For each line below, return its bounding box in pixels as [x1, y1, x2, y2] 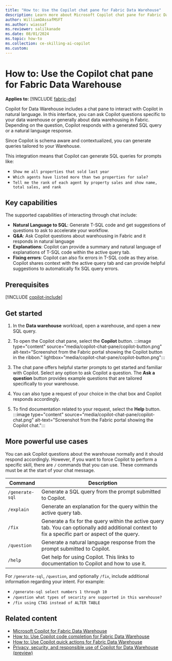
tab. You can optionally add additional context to [41, 524, 158, 531]
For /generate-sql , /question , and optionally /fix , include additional [5, 573, 149, 579]
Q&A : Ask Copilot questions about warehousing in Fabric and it [12, 233, 146, 239]
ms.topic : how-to [5, 36, 42, 42]
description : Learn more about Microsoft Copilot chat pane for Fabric [5, 12, 161, 17]
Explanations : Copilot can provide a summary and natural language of [12, 244, 161, 250]
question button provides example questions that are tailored [12, 375, 142, 381]
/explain [8, 507, 29, 512]
